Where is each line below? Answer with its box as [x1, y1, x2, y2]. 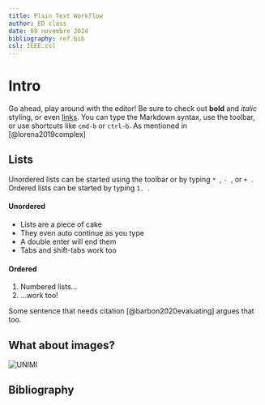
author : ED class [8, 19, 67, 28]
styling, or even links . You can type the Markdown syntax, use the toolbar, [8, 113, 255, 122]
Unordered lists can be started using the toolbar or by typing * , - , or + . [8, 174, 254, 184]
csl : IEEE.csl [8, 42, 57, 50]
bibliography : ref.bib [8, 34, 85, 43]
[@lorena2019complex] [8, 130, 87, 139]
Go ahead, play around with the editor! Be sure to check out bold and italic [8, 104, 258, 113]
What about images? [8, 338, 116, 352]
